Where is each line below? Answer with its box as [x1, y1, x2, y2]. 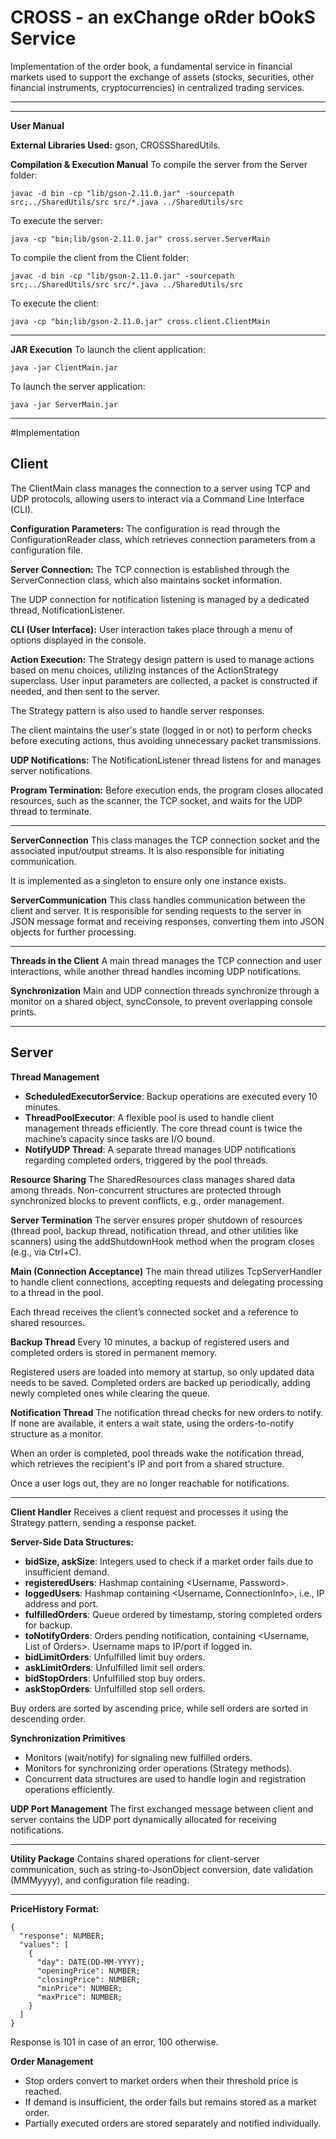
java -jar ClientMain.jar [10, 362, 118, 373]
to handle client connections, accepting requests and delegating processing [10, 1276, 324, 1288]
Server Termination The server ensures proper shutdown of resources [10, 1214, 303, 1226]
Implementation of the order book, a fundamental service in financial [10, 60, 293, 72]
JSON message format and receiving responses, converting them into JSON [10, 915, 325, 927]
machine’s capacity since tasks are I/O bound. [24, 1132, 215, 1145]
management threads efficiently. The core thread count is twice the [24, 1122, 303, 1134]
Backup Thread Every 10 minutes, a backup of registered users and [10, 1336, 290, 1348]
